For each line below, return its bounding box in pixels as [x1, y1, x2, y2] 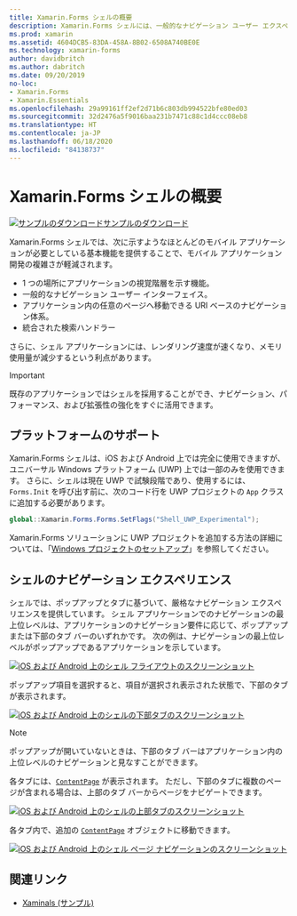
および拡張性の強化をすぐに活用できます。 [63, 399, 219, 410]
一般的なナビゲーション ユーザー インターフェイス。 [21, 288, 213, 299]
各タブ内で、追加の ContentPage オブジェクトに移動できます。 [9, 824, 235, 836]
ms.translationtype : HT [9, 121, 98, 130]
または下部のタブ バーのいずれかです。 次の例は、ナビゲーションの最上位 [9, 631, 277, 641]
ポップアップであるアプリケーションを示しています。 [32, 642, 226, 653]
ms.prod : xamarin [9, 29, 74, 38]
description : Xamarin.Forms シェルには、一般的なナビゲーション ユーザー [9, 21, 259, 30]
